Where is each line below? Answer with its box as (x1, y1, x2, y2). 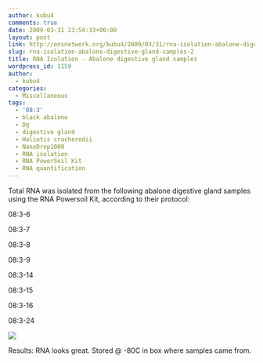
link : (8, 41, 26, 49)
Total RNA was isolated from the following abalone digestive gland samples (8, 186, 251, 195)
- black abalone (15, 114, 68, 122)
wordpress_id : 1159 (8, 63, 72, 71)
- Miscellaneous (15, 92, 68, 100)
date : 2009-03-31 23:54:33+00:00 (8, 26, 117, 34)
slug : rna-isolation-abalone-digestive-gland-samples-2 (8, 48, 194, 56)
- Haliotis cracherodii (15, 135, 92, 143)
